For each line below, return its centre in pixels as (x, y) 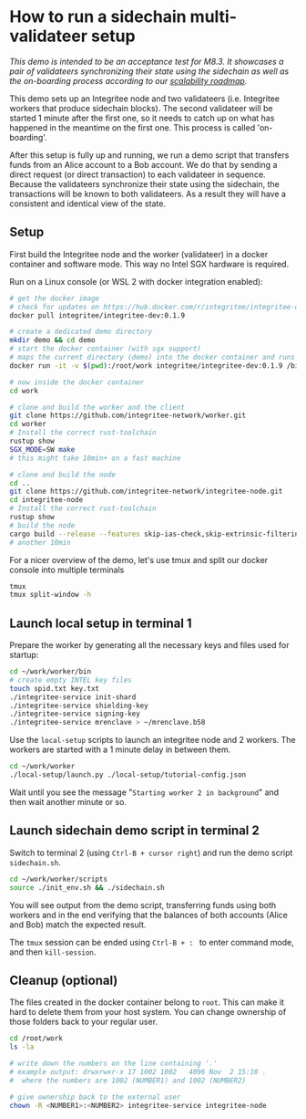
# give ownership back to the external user (95, 1097)
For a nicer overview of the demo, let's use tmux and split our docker (139, 559)
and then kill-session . (53, 952)
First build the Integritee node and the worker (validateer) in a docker (139, 254)
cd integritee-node (46, 500)
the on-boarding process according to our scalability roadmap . (128, 80)
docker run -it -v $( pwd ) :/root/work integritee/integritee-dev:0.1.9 (146, 366)
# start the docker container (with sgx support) (106, 349)
